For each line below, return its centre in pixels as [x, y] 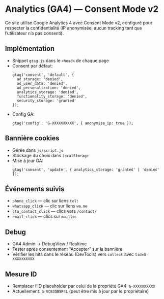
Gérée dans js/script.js [38, 150]
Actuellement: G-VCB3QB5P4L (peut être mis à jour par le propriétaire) [80, 291]
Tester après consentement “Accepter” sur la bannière [67, 249]
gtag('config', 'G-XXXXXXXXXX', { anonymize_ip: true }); [73, 123]
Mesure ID [21, 274]
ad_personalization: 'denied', [49, 88]
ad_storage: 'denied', [40, 79]
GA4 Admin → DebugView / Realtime [49, 244]
